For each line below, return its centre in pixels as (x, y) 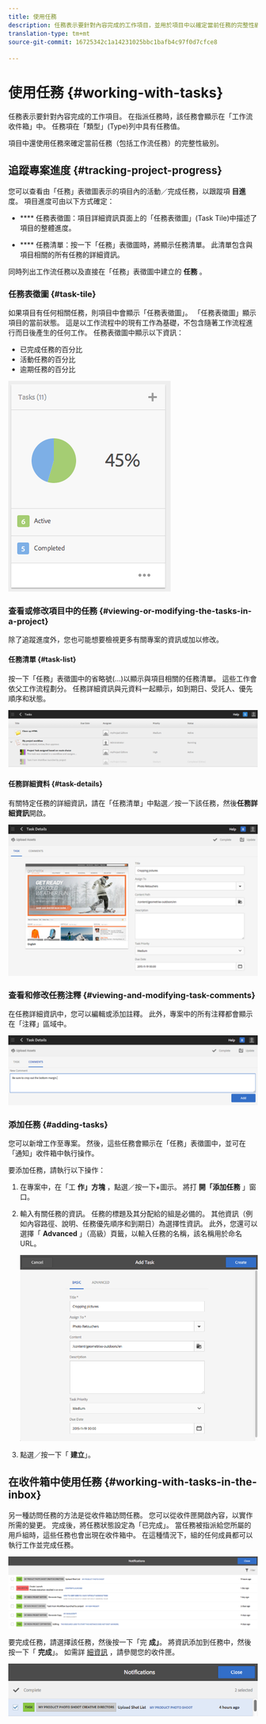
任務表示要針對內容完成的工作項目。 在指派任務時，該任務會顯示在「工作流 (131, 117)
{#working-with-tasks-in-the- (180, 1482)
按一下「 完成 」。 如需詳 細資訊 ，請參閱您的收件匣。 (94, 1652)
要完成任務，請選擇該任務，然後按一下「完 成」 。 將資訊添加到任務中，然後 (130, 1642)
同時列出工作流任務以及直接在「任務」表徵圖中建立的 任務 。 (107, 271)
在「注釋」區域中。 (40, 1023)
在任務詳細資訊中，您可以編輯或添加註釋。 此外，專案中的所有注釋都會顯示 (131, 1014)
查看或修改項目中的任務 (53, 611)
